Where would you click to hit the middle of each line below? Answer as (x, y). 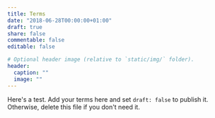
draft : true (25, 27)
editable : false (31, 47)
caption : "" (31, 72)
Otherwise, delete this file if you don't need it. (74, 107)
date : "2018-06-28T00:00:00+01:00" (60, 20)
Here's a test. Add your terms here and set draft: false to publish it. (108, 99)
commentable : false (36, 40)
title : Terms (27, 14)
